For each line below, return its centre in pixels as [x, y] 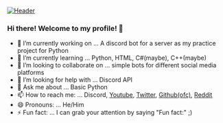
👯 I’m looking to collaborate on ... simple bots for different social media [117, 65]
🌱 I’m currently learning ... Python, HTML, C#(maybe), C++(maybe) [112, 58]
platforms [31, 73]
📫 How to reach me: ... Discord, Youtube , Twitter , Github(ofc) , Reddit [115, 95]
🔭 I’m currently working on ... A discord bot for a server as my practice [116, 43]
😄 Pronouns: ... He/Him [50, 105]
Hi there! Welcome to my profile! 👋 [65, 28]
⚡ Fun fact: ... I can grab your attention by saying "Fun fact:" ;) [105, 113]
